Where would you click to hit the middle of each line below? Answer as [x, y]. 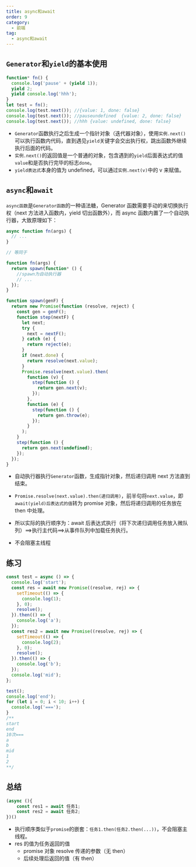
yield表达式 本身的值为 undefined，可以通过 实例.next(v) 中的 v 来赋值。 [99, 170]
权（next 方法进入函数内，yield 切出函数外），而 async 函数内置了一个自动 [95, 213]
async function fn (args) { [39, 231]
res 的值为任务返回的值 [42, 844]
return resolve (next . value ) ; [63, 361]
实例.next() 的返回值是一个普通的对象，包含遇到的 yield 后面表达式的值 [99, 155]
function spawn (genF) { [35, 301]
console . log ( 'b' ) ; [39, 664]
